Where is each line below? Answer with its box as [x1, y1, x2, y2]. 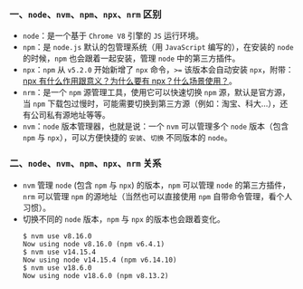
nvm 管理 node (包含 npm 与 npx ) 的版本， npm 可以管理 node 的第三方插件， [22, 179, 291, 190]
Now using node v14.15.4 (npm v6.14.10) [22, 255, 177, 265]
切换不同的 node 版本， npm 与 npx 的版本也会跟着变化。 [22, 213, 226, 224]
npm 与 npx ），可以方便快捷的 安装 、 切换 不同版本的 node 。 [22, 132, 232, 143]
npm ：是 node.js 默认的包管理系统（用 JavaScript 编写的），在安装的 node [22, 42, 294, 53]
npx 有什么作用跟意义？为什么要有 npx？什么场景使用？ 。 [22, 75, 238, 87]
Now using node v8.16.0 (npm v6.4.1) [22, 239, 166, 248]
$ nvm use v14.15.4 [22, 247, 97, 256]
